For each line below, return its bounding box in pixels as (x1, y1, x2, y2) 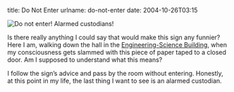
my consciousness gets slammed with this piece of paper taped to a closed (7, 48, 227, 56)
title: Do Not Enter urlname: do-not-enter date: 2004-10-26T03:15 (7, 6, 198, 14)
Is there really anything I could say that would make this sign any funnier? (7, 33, 221, 41)
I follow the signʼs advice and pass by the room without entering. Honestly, (7, 70, 223, 77)
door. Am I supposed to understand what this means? (7, 55, 163, 64)
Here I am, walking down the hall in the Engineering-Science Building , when (7, 41, 228, 48)
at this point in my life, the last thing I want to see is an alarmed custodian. (7, 77, 222, 85)
